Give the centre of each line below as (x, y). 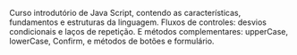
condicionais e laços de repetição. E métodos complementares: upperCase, (149, 31)
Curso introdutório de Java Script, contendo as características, (125, 13)
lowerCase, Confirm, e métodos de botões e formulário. (112, 41)
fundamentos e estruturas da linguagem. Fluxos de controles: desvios (138, 22)
